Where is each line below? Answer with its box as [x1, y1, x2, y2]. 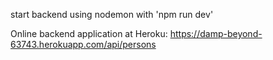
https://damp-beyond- [169, 28, 263, 39]
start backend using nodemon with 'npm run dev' [10, 9, 214, 20]
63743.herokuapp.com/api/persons [10, 39, 157, 50]
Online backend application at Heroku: [10, 28, 168, 39]
